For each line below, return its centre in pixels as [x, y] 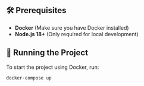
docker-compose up [29, 78]
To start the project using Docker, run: [53, 67]
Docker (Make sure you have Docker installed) [72, 28]
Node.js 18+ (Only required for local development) [76, 34]
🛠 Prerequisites [36, 10]
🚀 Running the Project [47, 53]
